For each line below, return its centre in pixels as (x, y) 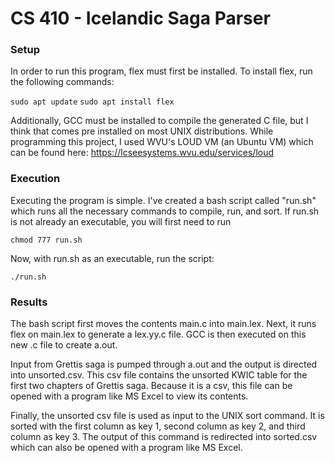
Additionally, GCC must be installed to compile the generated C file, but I (159, 121)
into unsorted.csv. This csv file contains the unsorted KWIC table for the (159, 375)
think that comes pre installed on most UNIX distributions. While (142, 131)
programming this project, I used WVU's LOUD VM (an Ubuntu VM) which (162, 142)
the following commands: (62, 82)
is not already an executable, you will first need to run (121, 221)
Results (29, 302)
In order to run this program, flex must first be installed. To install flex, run (161, 71)
